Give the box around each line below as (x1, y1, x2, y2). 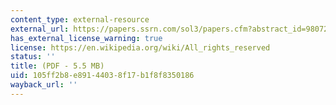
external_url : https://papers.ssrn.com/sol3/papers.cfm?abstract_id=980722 (10, 24, 333, 34)
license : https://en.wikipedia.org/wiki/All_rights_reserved (10, 42, 271, 53)
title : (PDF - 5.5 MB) (10, 61, 105, 71)
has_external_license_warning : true (10, 33, 163, 43)
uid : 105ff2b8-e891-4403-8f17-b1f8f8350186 (10, 71, 195, 81)
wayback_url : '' (10, 80, 78, 90)
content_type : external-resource (10, 14, 150, 25)
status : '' (10, 52, 56, 62)
